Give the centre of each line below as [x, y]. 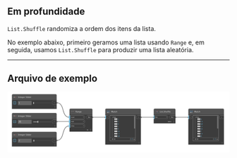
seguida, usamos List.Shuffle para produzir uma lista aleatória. [101, 49]
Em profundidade [46, 12]
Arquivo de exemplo [52, 79]
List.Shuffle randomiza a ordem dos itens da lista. [82, 28]
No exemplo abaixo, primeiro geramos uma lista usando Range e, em [106, 42]
